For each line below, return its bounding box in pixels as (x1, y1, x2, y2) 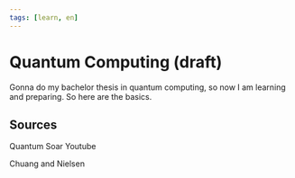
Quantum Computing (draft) (9, 51, 223, 72)
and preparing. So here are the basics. (9, 91, 152, 102)
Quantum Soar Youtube (9, 141, 97, 152)
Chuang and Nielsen (9, 158, 86, 169)
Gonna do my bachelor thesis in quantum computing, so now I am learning (9, 82, 286, 93)
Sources (9, 117, 58, 132)
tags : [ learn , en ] (9, 13, 78, 22)
